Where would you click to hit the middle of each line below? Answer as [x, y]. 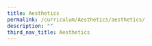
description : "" [30, 26]
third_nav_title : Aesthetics [49, 32]
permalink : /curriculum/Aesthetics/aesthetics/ [76, 20]
